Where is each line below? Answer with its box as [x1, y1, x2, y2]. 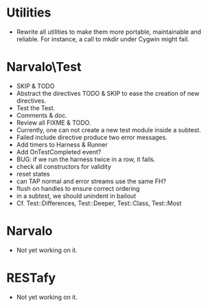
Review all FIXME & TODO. [16, 119, 91, 127]
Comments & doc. [16, 111, 68, 119]
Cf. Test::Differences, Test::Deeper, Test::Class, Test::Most [16, 198, 182, 207]
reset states [16, 170, 50, 178]
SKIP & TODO [16, 81, 55, 90]
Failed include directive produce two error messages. [16, 133, 167, 141]
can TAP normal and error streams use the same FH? [16, 177, 166, 185]
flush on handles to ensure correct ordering [16, 184, 140, 192]
